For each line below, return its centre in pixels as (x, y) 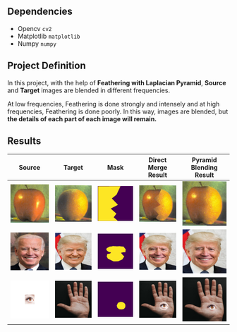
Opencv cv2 (35, 28)
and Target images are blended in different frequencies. (89, 90)
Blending (204, 167)
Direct (158, 160)
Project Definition (47, 66)
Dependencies (40, 12)
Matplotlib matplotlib (49, 36)
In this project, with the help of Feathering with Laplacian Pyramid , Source (117, 82)
